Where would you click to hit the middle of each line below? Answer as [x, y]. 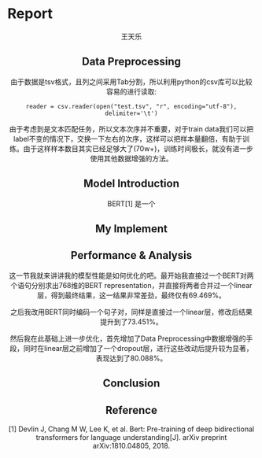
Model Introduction [131, 184]
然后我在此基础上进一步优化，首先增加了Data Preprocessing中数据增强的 [128, 338]
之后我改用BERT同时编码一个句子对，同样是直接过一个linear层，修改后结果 [131, 312]
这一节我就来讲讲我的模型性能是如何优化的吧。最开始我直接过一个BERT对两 [131, 275]
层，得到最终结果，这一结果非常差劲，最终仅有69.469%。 [131, 295]
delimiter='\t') [131, 113]
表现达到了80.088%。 [131, 358]
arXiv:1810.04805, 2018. [131, 445]
